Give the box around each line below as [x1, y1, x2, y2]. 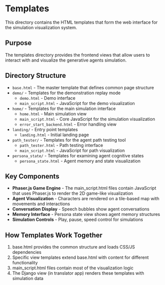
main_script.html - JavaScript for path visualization [19, 147, 125, 153]
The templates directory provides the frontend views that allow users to [5, 52, 150, 58]
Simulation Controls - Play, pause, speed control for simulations [12, 216, 143, 222]
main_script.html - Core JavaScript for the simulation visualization [19, 116, 155, 122]
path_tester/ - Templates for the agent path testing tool [12, 137, 126, 143]
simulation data [12, 276, 43, 282]
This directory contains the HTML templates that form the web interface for [5, 19, 158, 25]
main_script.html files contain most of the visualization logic [12, 265, 134, 271]
